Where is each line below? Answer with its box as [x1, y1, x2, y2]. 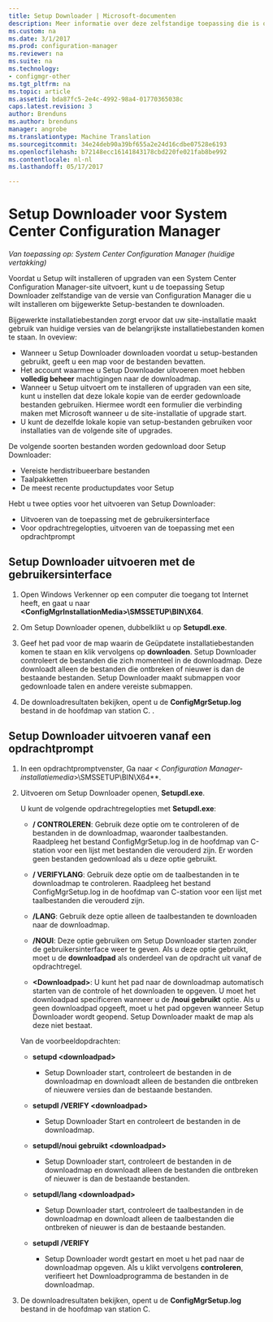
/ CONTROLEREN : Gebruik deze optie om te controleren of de [32, 819, 240, 829]
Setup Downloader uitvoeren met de [8, 555, 196, 569]
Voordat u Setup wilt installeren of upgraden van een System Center [8, 274, 237, 283]
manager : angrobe [8, 125, 67, 133]
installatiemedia [19, 772, 75, 782]
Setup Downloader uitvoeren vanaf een [8, 729, 211, 743]
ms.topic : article [8, 87, 71, 96]
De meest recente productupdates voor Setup [19, 483, 175, 493]
